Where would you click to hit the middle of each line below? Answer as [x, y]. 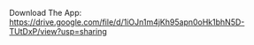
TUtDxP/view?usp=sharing [58, 31]
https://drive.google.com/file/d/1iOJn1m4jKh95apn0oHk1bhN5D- [127, 22]
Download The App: [46, 13]
